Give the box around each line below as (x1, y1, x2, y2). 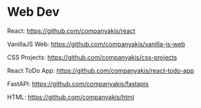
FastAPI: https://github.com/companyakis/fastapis (7, 79, 149, 87)
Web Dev (7, 4, 60, 20)
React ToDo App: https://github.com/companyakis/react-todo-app (7, 66, 194, 75)
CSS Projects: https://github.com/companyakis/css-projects (7, 53, 177, 62)
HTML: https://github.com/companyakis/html (7, 93, 134, 101)
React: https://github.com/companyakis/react (7, 27, 136, 35)
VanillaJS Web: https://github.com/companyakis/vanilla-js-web (7, 40, 185, 48)
